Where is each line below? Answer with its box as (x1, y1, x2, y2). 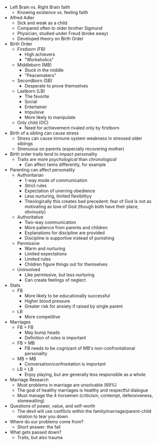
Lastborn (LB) (17, 88, 45, 94)
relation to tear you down (17, 413, 68, 419)
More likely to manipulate (24, 115, 76, 120)
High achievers (24, 51, 55, 57)
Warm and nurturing (24, 245, 65, 251)
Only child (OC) (17, 120, 49, 125)
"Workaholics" (24, 57, 54, 62)
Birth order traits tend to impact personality (9, 151, 97, 157)
